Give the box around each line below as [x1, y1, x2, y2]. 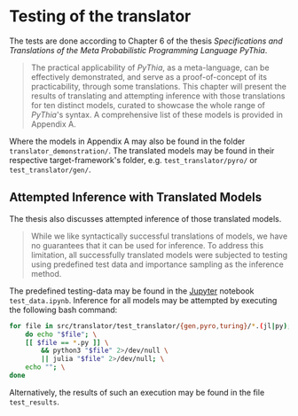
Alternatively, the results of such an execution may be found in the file [9, 387, 265, 397]
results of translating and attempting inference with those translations [30, 90, 286, 101]
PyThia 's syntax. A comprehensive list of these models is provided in [30, 109, 284, 120]
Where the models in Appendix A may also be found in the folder [9, 136, 246, 146]
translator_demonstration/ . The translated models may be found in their [9, 145, 275, 156]
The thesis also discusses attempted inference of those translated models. [9, 213, 282, 224]
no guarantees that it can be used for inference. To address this [30, 239, 264, 250]
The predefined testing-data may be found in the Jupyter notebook [9, 286, 255, 296]
